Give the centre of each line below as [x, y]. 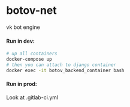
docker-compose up [29, 60]
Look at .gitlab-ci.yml [32, 97]
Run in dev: [20, 41]
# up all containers [32, 54]
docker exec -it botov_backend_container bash [65, 70]
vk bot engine [23, 27]
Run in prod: [22, 84]
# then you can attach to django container [61, 65]
